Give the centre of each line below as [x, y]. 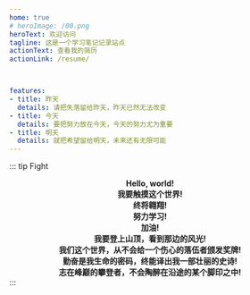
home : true [29, 17]
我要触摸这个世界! [150, 194]
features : [28, 91]
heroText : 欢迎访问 [43, 34]
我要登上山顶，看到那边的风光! [150, 239]
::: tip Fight [29, 166]
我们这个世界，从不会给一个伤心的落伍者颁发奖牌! [150, 250]
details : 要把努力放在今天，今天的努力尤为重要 [95, 124]
